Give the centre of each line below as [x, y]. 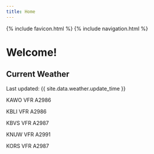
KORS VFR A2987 [27, 146]
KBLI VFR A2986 [27, 111]
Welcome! [32, 52]
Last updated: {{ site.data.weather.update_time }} [66, 88]
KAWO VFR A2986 [29, 100]
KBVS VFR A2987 [27, 123]
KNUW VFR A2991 [29, 134]
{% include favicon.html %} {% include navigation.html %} [77, 28]
